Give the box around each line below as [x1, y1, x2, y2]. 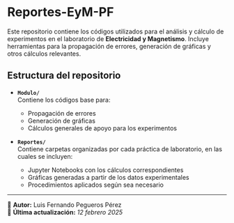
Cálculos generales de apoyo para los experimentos [27, 123, 178, 132]
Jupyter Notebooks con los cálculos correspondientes [27, 165, 184, 174]
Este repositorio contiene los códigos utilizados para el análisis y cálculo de [7, 27, 224, 36]
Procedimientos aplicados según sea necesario [27, 180, 164, 189]
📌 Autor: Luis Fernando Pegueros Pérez [7, 200, 122, 209]
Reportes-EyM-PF [7, 4, 114, 20]
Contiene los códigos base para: [17, 95, 111, 104]
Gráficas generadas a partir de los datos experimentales [27, 173, 189, 181]
